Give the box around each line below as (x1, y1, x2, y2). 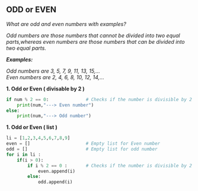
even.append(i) (37, 168, 76, 174)
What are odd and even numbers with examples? (6, 20, 126, 27)
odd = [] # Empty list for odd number (6, 146, 158, 153)
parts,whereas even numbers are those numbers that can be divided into (6, 38, 185, 45)
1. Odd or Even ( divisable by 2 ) (6, 85, 85, 92)
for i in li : (6, 151, 41, 157)
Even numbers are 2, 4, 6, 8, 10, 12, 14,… (6, 73, 105, 80)
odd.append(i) (37, 179, 73, 185)
